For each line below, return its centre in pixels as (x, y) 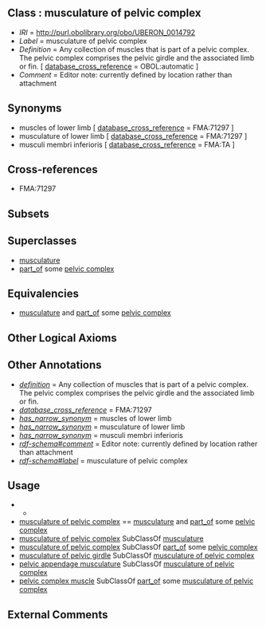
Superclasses (42, 241)
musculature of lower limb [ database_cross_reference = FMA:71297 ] (133, 136)
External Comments (58, 615)
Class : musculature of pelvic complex (104, 13)
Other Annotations (55, 365)
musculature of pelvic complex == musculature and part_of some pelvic (137, 522)
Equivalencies (43, 294)
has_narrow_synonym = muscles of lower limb (95, 418)
